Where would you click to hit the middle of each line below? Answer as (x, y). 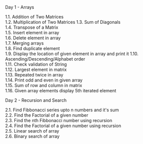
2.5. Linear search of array (32, 131)
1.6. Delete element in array (33, 38)
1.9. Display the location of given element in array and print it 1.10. (72, 54)
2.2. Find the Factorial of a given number (47, 115)
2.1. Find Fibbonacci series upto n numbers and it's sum (62, 110)
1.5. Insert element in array (32, 33)
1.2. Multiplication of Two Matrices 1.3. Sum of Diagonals (63, 22)
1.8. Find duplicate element (33, 48)
